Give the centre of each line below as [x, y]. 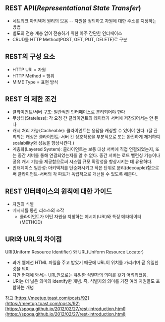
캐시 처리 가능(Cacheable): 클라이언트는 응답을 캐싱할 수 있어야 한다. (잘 [82, 131]
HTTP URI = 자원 [29, 70]
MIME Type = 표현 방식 [35, 82]
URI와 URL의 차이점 [33, 239]
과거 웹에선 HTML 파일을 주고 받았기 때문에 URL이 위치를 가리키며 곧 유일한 [85, 262]
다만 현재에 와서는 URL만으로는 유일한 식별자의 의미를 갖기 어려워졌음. [80, 275]
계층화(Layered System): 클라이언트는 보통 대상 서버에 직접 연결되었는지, [83, 149]
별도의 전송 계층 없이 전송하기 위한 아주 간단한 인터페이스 [67, 33]
